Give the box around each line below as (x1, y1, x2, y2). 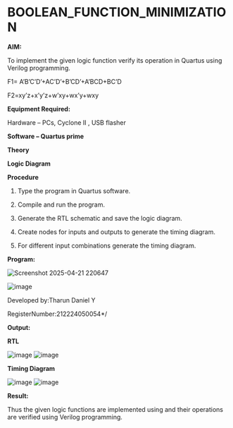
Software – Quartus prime (7, 132, 84, 140)
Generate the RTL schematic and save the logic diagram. (17, 214, 183, 222)
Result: (7, 391, 29, 400)
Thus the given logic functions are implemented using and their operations (7, 405, 224, 413)
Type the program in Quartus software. (17, 186, 131, 195)
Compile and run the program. (17, 200, 106, 209)
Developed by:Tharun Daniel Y (7, 295, 96, 304)
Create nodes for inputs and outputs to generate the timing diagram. (17, 227, 216, 236)
